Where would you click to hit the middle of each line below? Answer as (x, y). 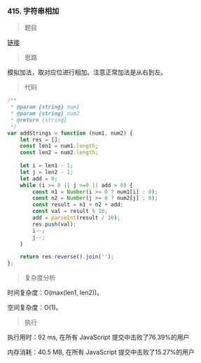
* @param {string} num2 (45, 114)
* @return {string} (39, 120)
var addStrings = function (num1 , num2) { (70, 133)
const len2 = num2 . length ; (59, 153)
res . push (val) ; (55, 224)
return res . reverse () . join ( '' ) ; (67, 257)
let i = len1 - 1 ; (47, 166)
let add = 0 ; (39, 179)
